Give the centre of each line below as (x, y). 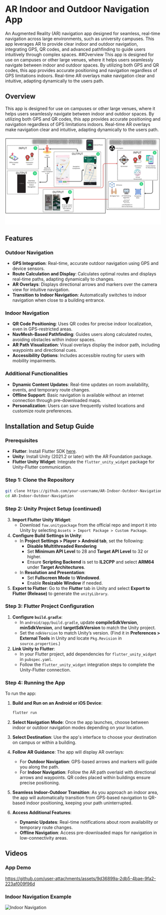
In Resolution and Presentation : (52, 572)
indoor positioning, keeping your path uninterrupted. (80, 803)
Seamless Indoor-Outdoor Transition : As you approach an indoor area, (85, 792)
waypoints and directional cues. (45, 350)
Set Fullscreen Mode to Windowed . (63, 578)
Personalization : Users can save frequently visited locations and (78, 405)
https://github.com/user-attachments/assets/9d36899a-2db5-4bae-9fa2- (81, 878)
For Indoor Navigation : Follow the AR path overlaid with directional (88, 772)
